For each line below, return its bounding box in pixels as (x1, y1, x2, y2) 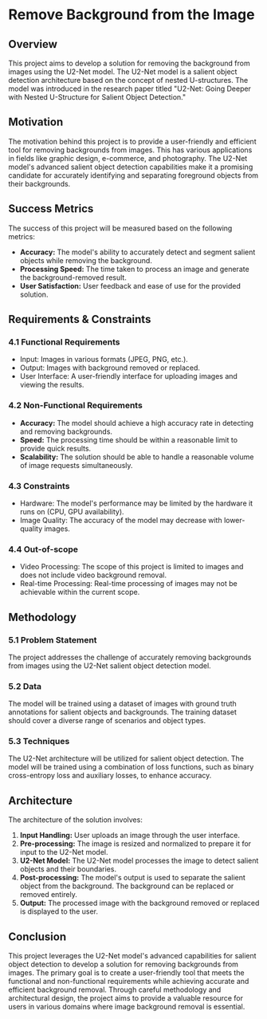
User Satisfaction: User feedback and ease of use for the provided (19, 281, 241, 290)
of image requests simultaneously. (19, 460, 133, 470)
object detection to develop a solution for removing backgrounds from (8, 959, 239, 970)
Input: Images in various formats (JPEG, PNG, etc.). (19, 355, 189, 364)
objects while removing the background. (19, 255, 153, 265)
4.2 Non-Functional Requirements (8, 400, 143, 411)
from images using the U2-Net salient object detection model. (8, 660, 211, 671)
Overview (8, 37, 58, 51)
